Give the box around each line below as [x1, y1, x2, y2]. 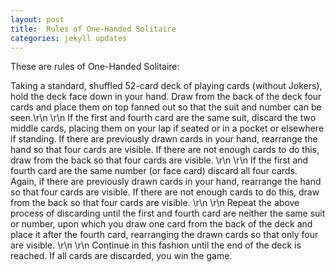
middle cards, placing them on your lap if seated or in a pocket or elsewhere [10, 122, 325, 135]
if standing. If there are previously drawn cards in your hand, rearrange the [10, 133, 318, 145]
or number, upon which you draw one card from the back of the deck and [10, 218, 313, 230]
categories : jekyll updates [10, 33, 128, 43]
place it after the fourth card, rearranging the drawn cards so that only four [10, 229, 319, 241]
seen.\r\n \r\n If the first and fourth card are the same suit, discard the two [10, 112, 317, 124]
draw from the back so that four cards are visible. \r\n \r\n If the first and [10, 154, 309, 166]
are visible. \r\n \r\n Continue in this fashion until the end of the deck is [10, 239, 302, 251]
